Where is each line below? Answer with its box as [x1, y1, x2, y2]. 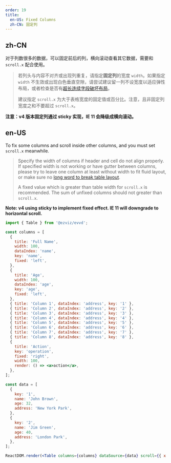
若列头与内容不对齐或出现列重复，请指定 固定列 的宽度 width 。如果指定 [17, 72, 165, 79]
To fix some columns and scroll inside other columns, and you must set [5, 142, 155, 148]
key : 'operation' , [14, 349, 54, 354]
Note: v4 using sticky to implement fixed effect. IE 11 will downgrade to [5, 205, 159, 211]
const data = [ [5, 382, 38, 387]
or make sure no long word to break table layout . [17, 174, 120, 180]
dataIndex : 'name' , [14, 248, 56, 254]
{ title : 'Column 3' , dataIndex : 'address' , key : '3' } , [10, 311, 134, 316]
